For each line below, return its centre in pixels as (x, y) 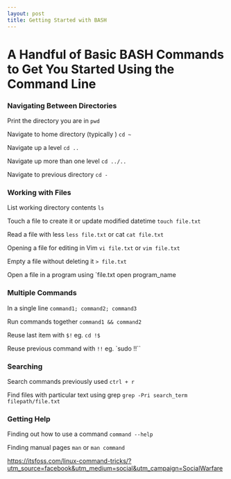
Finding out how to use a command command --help (80, 434)
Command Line (52, 84)
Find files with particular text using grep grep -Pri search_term (97, 395)
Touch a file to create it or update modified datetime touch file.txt (104, 221)
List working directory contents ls (56, 208)
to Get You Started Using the (91, 69)
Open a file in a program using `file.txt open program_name (92, 275)
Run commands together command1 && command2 (75, 321)
